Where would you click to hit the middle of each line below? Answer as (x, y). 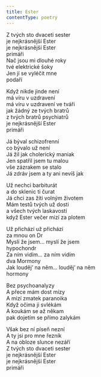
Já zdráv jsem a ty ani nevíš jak (45, 173)
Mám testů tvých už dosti (38, 204)
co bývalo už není (28, 148)
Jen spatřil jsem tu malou (38, 160)
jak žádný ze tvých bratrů (38, 110)
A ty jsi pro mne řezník (34, 335)
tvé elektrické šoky (30, 66)
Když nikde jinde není (33, 91)
